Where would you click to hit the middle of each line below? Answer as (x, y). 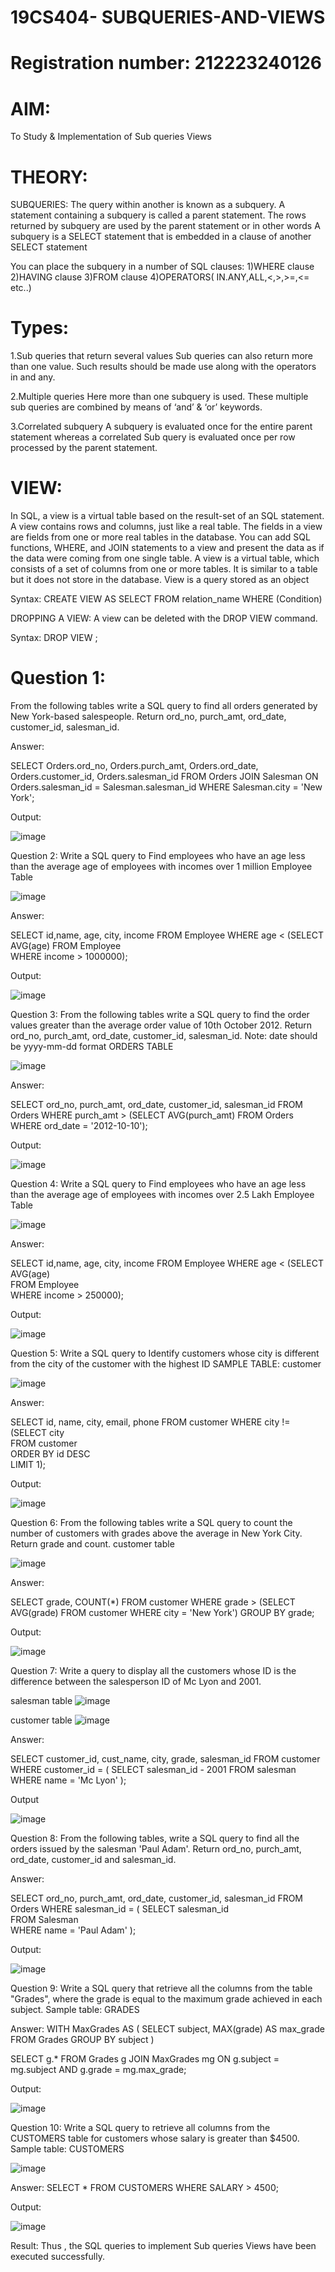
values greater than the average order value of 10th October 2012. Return (161, 1025)
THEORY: (49, 177)
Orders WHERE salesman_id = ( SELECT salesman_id (119, 1909)
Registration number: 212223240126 (166, 63)
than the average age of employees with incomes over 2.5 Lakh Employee (162, 1195)
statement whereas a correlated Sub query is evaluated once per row (153, 437)
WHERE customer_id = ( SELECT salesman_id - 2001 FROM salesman (153, 1770)
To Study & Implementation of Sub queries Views (111, 137)
